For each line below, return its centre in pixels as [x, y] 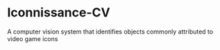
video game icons [33, 38]
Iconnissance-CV [59, 13]
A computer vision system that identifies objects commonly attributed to [110, 32]
